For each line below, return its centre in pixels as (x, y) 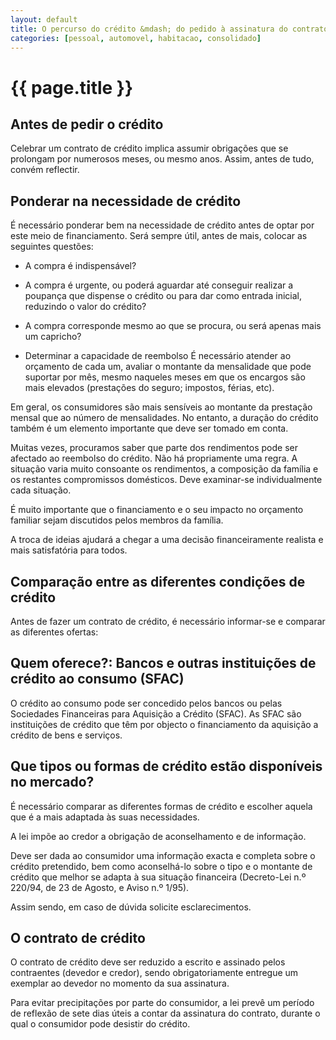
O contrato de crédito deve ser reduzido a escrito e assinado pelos (148, 962)
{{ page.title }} (72, 87)
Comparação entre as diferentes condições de (158, 581)
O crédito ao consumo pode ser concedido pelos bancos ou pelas (146, 703)
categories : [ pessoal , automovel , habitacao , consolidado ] (136, 38)
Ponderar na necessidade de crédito (126, 201)
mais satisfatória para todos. (69, 550)
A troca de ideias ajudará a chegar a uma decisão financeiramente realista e (167, 540)
